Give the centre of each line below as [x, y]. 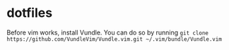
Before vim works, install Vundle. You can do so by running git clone [108, 32]
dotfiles [30, 13]
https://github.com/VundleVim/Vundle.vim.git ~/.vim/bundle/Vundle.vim [114, 39]
